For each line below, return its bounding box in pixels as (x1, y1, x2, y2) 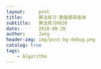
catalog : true (6, 43, 42, 49)
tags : (6, 48, 20, 54)
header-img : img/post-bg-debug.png (6, 37, 96, 43)
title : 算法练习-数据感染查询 (6, 14, 86, 20)
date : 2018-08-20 (6, 25, 66, 32)
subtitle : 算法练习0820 (6, 20, 68, 26)
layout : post (6, 8, 50, 15)
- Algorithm (17, 53, 47, 59)
